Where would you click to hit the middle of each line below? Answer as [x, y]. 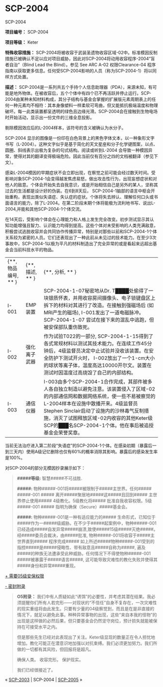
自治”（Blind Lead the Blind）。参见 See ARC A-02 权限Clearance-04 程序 [82, 65]
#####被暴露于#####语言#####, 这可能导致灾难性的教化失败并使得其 [87, 559]
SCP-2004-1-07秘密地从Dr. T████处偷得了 [96, 291]
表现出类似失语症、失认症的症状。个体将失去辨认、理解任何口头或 [88, 196]
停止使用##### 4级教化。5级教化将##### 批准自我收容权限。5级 [86, 501]
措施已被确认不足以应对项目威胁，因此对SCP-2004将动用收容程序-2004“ [78, 58]
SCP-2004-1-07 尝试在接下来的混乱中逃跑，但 [99, 320]
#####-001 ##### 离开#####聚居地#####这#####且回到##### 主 [85, 494]
